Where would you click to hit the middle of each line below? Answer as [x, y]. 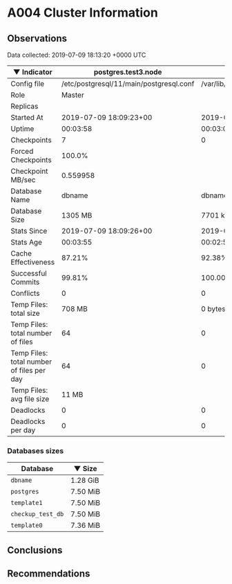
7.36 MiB [85, 526]
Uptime [22, 129]
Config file [28, 83]
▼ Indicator [33, 72]
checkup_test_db [37, 514]
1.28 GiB [85, 481]
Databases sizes [36, 450]
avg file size [30, 399]
